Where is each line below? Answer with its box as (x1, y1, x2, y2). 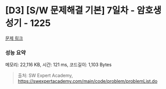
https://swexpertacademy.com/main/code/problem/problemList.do (17, 78, 158, 84)
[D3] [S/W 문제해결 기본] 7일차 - (5, 5, 135, 16)
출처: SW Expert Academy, (17, 72, 73, 79)
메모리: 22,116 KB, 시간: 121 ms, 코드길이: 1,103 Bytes (5, 62, 112, 68)
